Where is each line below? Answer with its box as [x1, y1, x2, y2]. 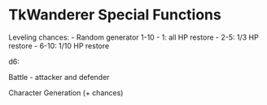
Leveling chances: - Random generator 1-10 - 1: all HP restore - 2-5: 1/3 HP [8, 32, 259, 42]
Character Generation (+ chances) [8, 87, 124, 98]
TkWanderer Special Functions [8, 6, 221, 24]
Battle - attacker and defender [8, 72, 110, 82]
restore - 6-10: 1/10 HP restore [8, 40, 110, 50]
